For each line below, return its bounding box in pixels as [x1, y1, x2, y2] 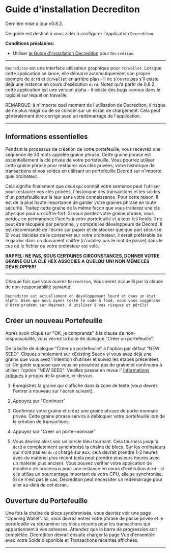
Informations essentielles [5, 132, 88, 141]
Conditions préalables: [5, 40, 54, 47]
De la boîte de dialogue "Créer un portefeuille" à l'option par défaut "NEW [5, 345, 160, 351]
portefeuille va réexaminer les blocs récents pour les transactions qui [5, 521, 150, 527]
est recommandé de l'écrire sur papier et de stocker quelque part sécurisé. [5, 226, 163, 233]
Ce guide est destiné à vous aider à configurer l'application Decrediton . [5, 30, 155, 36]
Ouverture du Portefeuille [5, 496, 88, 505]
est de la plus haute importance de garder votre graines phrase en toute [5, 199, 156, 205]
